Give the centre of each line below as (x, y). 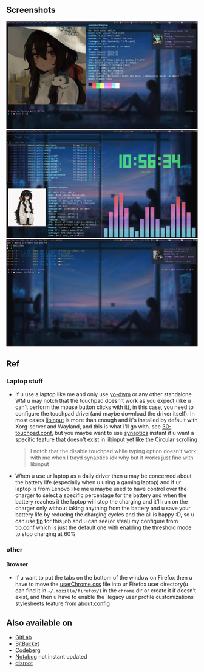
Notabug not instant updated (51, 656)
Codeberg (28, 650)
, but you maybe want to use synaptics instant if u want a (123, 433)
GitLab (23, 637)
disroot (24, 663)
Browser (17, 564)
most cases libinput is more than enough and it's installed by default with (106, 420)
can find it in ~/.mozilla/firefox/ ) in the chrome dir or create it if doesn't (105, 591)
